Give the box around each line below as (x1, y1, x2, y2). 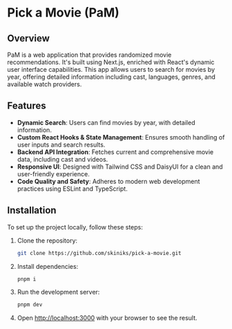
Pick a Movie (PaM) (7, 5, 119, 21)
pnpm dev (17, 301, 43, 308)
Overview (7, 32, 50, 44)
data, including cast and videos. (17, 155, 108, 163)
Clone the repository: (17, 236, 78, 245)
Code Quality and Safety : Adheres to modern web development (17, 177, 200, 185)
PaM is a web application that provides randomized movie (7, 50, 172, 59)
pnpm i (17, 275, 37, 283)
